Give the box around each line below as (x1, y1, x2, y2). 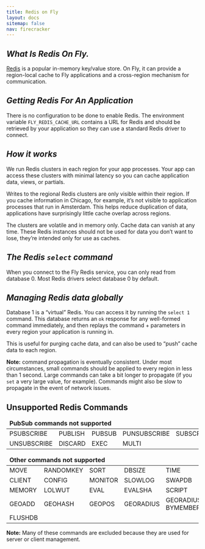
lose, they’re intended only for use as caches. (6, 234, 121, 241)
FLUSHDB (9, 514, 38, 522)
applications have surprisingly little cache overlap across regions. (6, 209, 171, 217)
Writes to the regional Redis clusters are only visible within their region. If (6, 190, 190, 197)
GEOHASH (43, 499, 74, 508)
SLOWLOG (124, 476, 155, 485)
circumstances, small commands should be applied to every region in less (6, 365, 192, 372)
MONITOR (89, 476, 118, 485)
